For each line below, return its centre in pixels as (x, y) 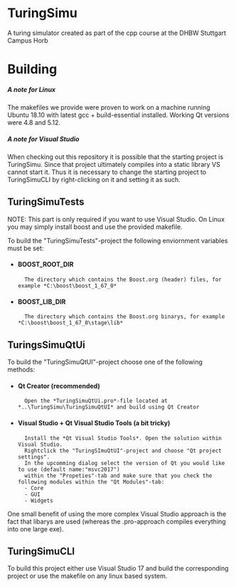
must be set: (26, 248)
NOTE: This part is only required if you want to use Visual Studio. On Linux (116, 219)
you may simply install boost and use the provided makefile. (95, 227)
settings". (34, 457)
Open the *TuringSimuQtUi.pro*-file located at (96, 401)
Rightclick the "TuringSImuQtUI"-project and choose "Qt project (123, 451)
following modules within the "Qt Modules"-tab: (91, 482)
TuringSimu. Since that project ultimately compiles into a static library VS (114, 165)
